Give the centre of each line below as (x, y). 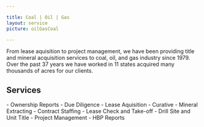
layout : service (27, 23)
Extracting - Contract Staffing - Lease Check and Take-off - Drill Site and (99, 111)
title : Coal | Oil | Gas (38, 17)
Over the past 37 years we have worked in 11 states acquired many (90, 64)
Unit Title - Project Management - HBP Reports (66, 118)
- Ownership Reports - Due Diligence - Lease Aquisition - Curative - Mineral (102, 105)
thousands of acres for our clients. (50, 71)
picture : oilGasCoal (33, 29)
